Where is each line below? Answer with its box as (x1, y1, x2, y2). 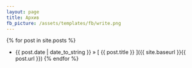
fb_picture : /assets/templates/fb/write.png (6, 20, 121, 26)
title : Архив (6, 15, 40, 21)
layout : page (6, 8, 40, 15)
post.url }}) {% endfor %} (15, 55, 79, 63)
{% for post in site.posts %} (6, 37, 76, 44)
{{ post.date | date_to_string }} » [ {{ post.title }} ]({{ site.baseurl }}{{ (15, 49, 186, 56)
